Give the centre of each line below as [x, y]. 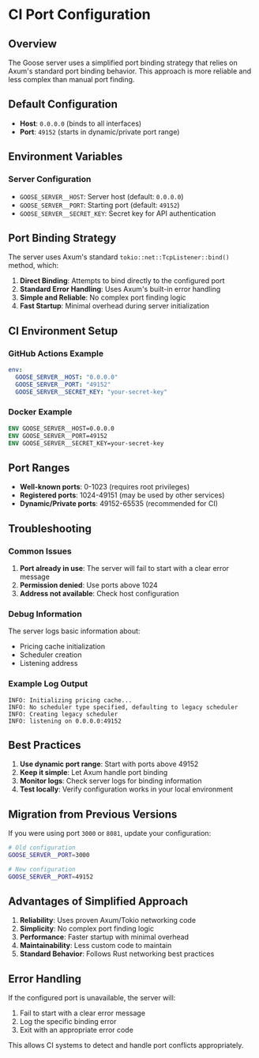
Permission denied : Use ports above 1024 [88, 585]
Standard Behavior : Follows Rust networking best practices [117, 954]
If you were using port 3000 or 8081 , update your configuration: [110, 833]
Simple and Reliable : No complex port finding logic [103, 297]
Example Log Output [48, 684]
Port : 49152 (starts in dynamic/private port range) [99, 131]
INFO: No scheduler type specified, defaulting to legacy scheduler [123, 707]
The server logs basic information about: [74, 631]
